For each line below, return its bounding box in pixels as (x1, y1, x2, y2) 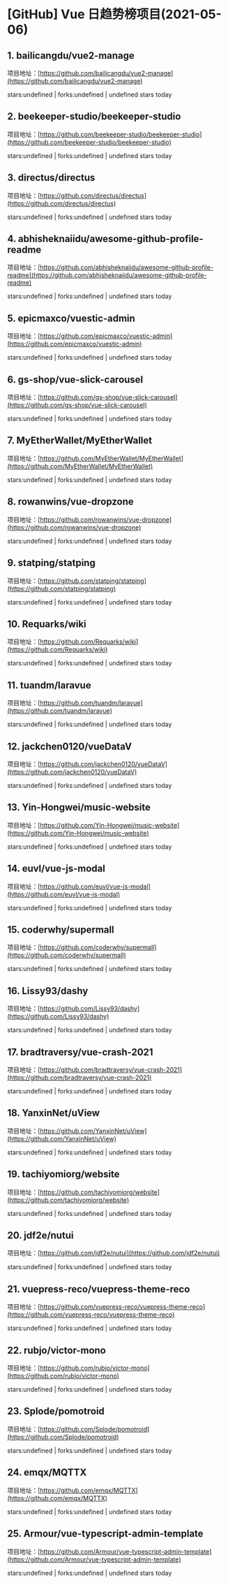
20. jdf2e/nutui (7, 1229, 74, 1242)
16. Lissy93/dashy (7, 984, 89, 997)
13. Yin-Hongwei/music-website (7, 802, 151, 814)
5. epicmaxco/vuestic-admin (7, 312, 136, 324)
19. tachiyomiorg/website (7, 1168, 120, 1180)
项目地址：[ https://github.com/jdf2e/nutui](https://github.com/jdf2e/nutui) (7, 1249, 220, 1257)
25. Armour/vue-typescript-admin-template (7, 1528, 204, 1540)
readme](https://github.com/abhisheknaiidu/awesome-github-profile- (7, 271, 207, 280)
